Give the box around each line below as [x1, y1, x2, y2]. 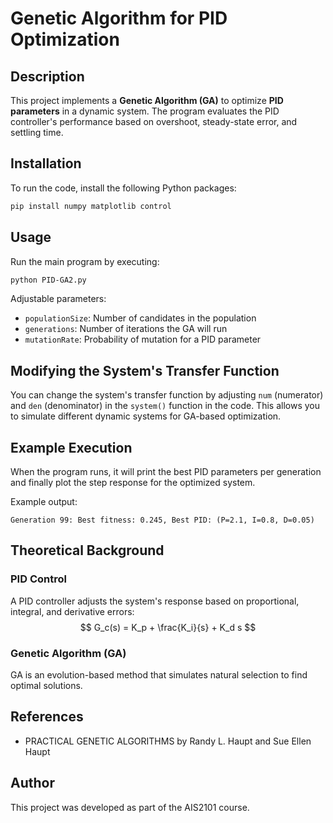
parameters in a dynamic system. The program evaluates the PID [10, 105, 280, 117]
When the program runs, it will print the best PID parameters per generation [10, 466, 322, 477]
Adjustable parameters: [10, 293, 107, 305]
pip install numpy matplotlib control [10, 201, 172, 211]
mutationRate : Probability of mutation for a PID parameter [24, 333, 262, 346]
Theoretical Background [10, 542, 165, 559]
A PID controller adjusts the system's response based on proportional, [10, 595, 300, 607]
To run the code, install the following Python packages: [10, 182, 237, 194]
